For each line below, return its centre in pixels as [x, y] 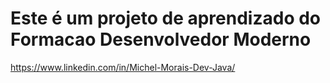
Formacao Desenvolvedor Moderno [161, 39]
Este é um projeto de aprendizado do [166, 18]
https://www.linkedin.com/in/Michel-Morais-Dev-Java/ [123, 67]
